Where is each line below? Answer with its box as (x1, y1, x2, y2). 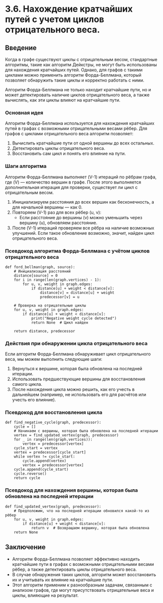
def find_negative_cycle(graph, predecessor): (5, 420, 102, 425)
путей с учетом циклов (5, 14, 104, 25)
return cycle (14, 476, 41, 480)
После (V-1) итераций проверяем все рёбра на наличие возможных (12, 225, 155, 230)
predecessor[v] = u (40, 294, 80, 299)
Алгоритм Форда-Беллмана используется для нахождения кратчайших (5, 121, 155, 126)
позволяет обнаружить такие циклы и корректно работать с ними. (5, 77, 145, 83)
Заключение (5, 543, 46, 551)
